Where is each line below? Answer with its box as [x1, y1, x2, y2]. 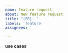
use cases [5, 43, 27, 49]
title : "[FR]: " [5, 16, 39, 21]
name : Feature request [5, 7, 52, 12]
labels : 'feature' [5, 21, 43, 26]
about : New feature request [5, 12, 64, 17]
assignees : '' [5, 26, 35, 30]
